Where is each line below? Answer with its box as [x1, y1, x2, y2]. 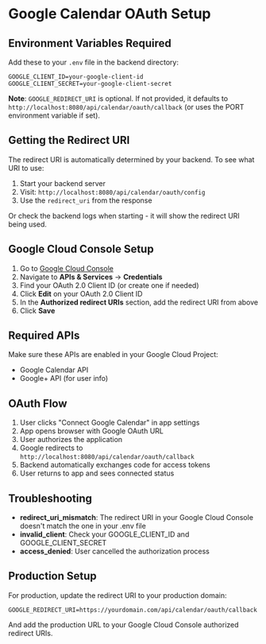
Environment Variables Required [8, 37, 172, 50]
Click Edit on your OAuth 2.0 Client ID [19, 289, 143, 298]
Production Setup [8, 569, 97, 583]
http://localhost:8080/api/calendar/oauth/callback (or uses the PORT [8, 103, 245, 111]
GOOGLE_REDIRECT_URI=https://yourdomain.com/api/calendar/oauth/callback [8, 606, 258, 614]
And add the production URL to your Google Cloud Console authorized [8, 619, 240, 629]
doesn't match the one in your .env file [19, 522, 147, 531]
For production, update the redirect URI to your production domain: [8, 590, 228, 600]
